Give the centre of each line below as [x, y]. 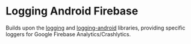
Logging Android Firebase [72, 11]
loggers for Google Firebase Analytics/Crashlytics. [68, 34]
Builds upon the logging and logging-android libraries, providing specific [95, 28]
